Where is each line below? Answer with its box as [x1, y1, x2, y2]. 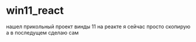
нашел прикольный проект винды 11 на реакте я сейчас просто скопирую [6, 23, 191, 30]
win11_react [6, 4, 64, 17]
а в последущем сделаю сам [6, 29, 79, 36]
